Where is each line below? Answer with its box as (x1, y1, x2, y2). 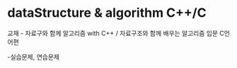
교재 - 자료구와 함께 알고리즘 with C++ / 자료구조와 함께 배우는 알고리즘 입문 (7, 29, 218, 37)
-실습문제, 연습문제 (7, 53, 60, 61)
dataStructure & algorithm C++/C (7, 5, 207, 21)
